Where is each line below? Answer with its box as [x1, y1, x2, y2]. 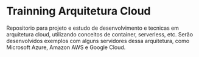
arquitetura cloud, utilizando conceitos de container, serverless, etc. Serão [6, 30, 194, 38]
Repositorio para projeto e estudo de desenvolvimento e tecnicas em [6, 24, 180, 32]
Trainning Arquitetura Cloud [6, 4, 151, 18]
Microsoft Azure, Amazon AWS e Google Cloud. [6, 44, 126, 51]
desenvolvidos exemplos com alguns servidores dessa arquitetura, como [6, 37, 190, 44]
